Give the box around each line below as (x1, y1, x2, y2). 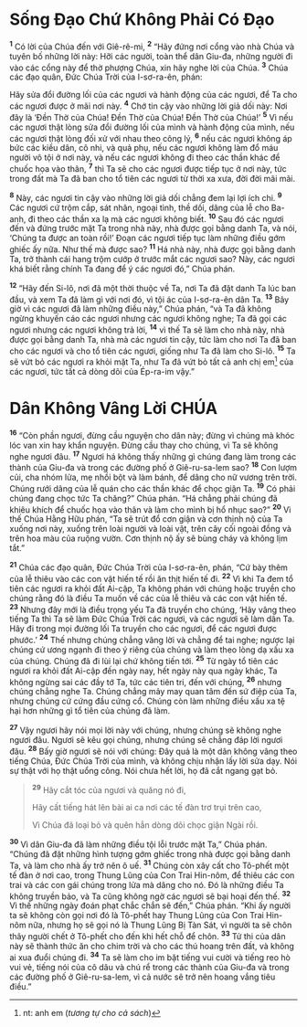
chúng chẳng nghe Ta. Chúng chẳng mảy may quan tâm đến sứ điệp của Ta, (9, 686, 297, 697)
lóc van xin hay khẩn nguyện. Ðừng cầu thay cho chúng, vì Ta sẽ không (9, 439, 279, 450)
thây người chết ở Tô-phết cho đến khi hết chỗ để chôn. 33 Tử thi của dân (9, 929, 286, 941)
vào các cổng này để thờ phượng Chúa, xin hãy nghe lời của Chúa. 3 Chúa (9, 60, 289, 73)
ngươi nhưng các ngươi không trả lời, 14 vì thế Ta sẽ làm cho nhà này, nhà (9, 323, 285, 335)
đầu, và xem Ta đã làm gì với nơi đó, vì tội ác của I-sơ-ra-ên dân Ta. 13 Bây (9, 292, 290, 305)
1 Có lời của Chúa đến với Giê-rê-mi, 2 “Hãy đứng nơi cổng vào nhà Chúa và (9, 39, 295, 52)
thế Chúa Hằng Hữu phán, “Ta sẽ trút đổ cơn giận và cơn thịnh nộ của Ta (9, 513, 283, 524)
